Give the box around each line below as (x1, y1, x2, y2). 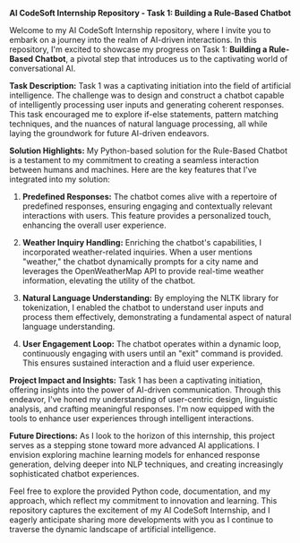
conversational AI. (9, 63, 76, 73)
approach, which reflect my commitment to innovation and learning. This (9, 496, 278, 505)
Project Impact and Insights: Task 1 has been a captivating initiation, (9, 375, 263, 385)
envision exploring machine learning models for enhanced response (9, 450, 261, 460)
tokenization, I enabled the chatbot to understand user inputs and (21, 302, 264, 313)
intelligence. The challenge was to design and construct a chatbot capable (9, 90, 285, 100)
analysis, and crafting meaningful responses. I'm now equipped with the (9, 403, 276, 414)
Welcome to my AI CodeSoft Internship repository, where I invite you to (9, 25, 271, 35)
